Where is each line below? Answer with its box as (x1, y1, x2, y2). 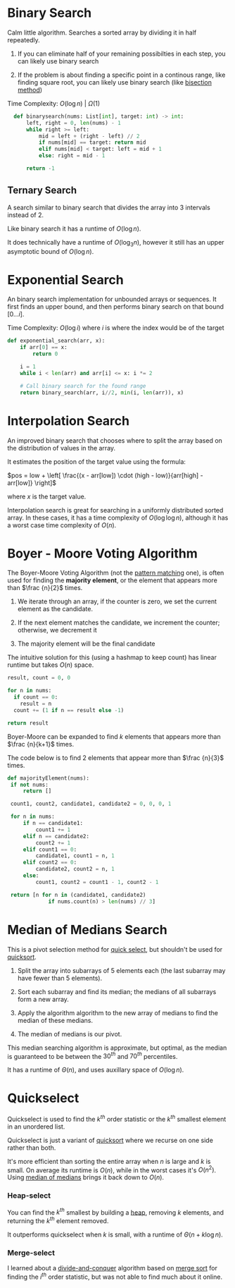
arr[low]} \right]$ (7, 478, 57, 487)
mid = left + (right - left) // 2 (38, 133, 140, 140)
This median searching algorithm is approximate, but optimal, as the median (7, 1043, 227, 1052)
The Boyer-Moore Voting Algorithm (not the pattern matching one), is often (7, 569, 224, 577)
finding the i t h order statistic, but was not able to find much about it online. (7, 1271, 223, 1281)
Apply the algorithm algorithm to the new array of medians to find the (17, 1008, 218, 1017)
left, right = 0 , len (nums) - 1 (25, 119, 121, 126)
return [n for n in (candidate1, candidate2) (10, 891, 146, 898)
